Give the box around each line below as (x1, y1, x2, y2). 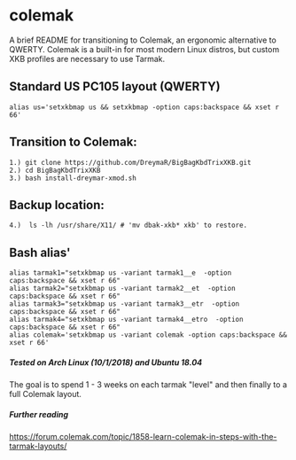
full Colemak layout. (9, 389, 82, 400)
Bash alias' (9, 245, 71, 260)
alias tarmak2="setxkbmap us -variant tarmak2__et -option (9, 285, 237, 293)
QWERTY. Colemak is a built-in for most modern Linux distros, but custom (9, 43, 280, 54)
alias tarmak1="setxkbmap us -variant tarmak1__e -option (9, 269, 232, 277)
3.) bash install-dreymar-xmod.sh (9, 174, 137, 183)
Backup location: (9, 197, 105, 213)
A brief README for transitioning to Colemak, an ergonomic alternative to (9, 35, 277, 45)
